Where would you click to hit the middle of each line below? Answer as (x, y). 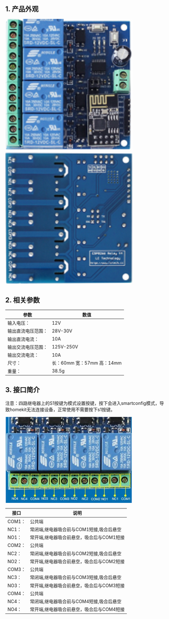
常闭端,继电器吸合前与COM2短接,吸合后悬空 (76, 553)
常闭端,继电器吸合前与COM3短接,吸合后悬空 (76, 577)
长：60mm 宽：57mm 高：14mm (87, 363)
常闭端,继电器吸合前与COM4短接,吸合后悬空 (76, 601)
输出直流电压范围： (27, 331)
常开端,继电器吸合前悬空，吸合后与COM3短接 (77, 586)
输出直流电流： (23, 339)
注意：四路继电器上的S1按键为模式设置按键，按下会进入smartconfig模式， (82, 403)
